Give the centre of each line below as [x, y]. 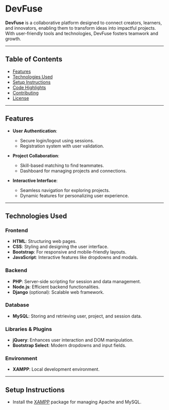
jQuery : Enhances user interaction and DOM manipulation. [73, 340]
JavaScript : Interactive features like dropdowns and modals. [75, 258]
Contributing [25, 93]
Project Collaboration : [36, 155]
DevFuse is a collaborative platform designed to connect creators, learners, [83, 23]
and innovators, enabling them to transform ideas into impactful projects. [81, 28]
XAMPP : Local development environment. [56, 369]
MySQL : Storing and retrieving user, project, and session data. [77, 316]
